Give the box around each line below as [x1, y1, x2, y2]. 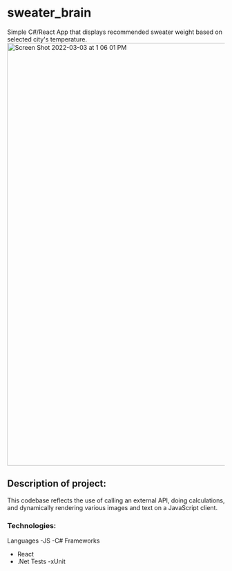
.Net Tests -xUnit [17, 557, 66, 565]
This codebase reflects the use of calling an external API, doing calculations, [7, 496, 225, 505]
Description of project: [7, 478, 107, 489]
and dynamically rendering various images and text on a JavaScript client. [7, 503, 218, 511]
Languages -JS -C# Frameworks [7, 536, 100, 545]
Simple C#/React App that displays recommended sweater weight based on [7, 28, 223, 36]
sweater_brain [7, 5, 92, 21]
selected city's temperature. [7, 35, 88, 43]
